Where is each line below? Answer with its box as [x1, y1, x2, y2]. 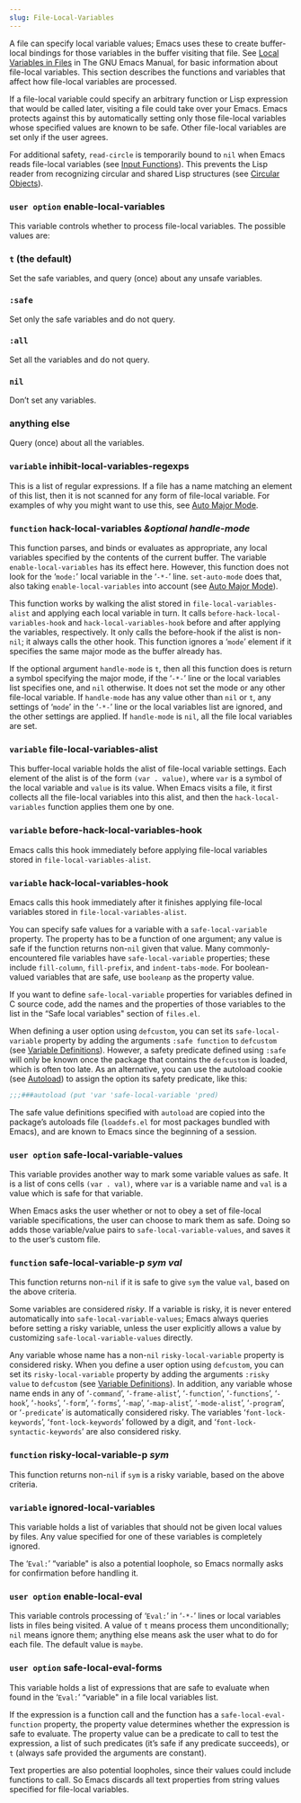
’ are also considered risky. [81, 1426, 181, 1437]
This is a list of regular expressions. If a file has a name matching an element [9, 480, 293, 491]
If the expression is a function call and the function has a [9, 1709, 219, 1719]
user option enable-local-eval [9, 1590, 143, 1603]
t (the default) [9, 253, 73, 265]
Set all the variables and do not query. [9, 354, 150, 365]
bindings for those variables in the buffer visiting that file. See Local [29, 47, 279, 58]
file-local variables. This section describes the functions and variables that [9, 67, 286, 77]
